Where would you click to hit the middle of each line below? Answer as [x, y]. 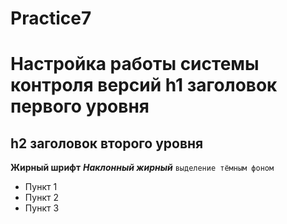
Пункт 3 [42, 208]
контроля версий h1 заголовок [144, 85]
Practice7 [51, 18]
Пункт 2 [41, 198]
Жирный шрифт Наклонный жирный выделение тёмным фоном [142, 168]
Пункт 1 [41, 187]
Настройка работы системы [135, 64]
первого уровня [80, 106]
